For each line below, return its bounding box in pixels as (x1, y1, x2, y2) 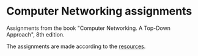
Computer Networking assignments (6, 4, 193, 18)
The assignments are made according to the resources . (6, 43, 146, 50)
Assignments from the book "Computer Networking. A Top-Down (6, 24, 171, 32)
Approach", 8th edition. (6, 30, 65, 38)
